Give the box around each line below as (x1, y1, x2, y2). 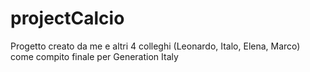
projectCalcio (10, 7, 125, 30)
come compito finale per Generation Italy (10, 50, 179, 62)
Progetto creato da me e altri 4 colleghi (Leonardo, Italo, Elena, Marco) (10, 40, 301, 52)
